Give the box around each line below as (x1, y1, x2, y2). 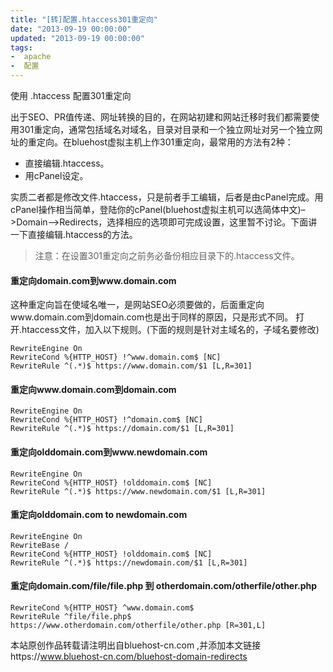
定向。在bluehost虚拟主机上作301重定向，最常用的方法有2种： (36, 136, 294, 148)
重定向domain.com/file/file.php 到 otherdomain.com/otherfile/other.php (10, 580, 318, 592)
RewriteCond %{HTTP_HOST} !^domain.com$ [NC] (10, 415, 203, 425)
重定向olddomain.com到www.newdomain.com (10, 446, 208, 458)
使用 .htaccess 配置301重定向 (10, 90, 132, 101)
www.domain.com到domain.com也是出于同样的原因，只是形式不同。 (10, 311, 294, 323)
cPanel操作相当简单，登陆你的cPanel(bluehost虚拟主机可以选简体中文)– (10, 204, 306, 215)
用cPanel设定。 (24, 170, 89, 181)
